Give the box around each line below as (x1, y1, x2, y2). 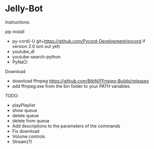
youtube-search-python (12, 53, 61, 59)
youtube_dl (12, 49, 35, 54)
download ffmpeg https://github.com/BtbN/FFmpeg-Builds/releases (12, 78, 149, 84)
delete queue (12, 112, 39, 118)
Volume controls (12, 133, 45, 139)
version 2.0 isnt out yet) (12, 43, 60, 49)
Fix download (12, 128, 40, 134)
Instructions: (5, 19, 30, 25)
